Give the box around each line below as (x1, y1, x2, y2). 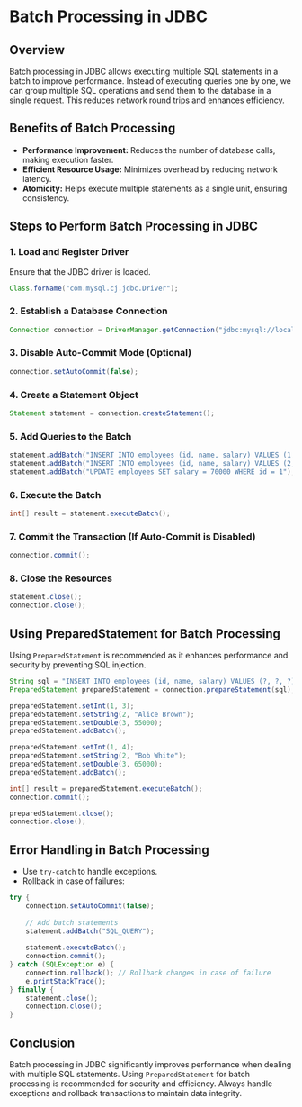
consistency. (22, 192, 70, 204)
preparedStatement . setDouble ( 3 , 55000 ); (9, 718, 164, 727)
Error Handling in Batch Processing (9, 842, 209, 857)
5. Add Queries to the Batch (9, 430, 132, 442)
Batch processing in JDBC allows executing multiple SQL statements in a (9, 66, 279, 77)
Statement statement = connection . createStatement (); (9, 409, 216, 418)
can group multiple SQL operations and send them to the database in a (9, 86, 271, 95)
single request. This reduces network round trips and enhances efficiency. (9, 95, 285, 105)
